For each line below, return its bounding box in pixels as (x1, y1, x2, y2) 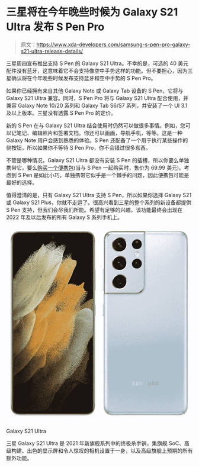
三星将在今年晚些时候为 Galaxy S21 (6, 5, 178, 19)
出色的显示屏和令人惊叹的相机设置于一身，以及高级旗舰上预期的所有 (26, 447, 193, 455)
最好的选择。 (6, 179, 37, 186)
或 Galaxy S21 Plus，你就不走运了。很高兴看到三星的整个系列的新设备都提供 (6, 199, 192, 206)
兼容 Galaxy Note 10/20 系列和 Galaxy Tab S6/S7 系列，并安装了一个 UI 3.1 (6, 102, 188, 109)
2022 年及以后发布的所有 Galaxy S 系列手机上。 (6, 214, 123, 221)
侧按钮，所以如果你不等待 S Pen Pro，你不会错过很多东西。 (6, 144, 151, 151)
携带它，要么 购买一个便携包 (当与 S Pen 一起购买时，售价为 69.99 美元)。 (6, 164, 185, 171)
